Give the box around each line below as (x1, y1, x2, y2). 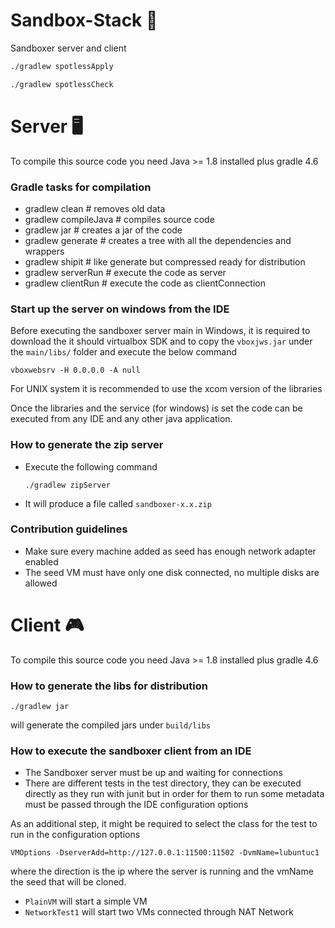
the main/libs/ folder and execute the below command (10, 346, 238, 358)
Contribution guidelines (10, 522, 128, 536)
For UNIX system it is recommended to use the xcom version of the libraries (10, 383, 323, 395)
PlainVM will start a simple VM (24, 895, 148, 908)
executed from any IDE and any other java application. (10, 413, 233, 425)
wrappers (24, 245, 65, 257)
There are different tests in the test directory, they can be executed (24, 777, 302, 789)
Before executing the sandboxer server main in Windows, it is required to (10, 325, 311, 337)
